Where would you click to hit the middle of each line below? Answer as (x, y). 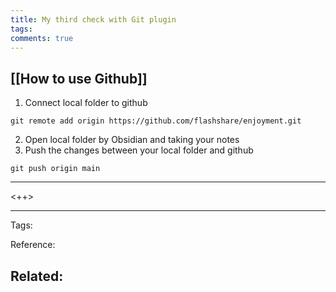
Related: (37, 276)
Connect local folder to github (86, 103)
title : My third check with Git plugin (93, 19)
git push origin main (55, 169)
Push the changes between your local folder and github (139, 150)
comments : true (42, 38)
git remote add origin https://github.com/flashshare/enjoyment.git (156, 121)
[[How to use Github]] (79, 78)
